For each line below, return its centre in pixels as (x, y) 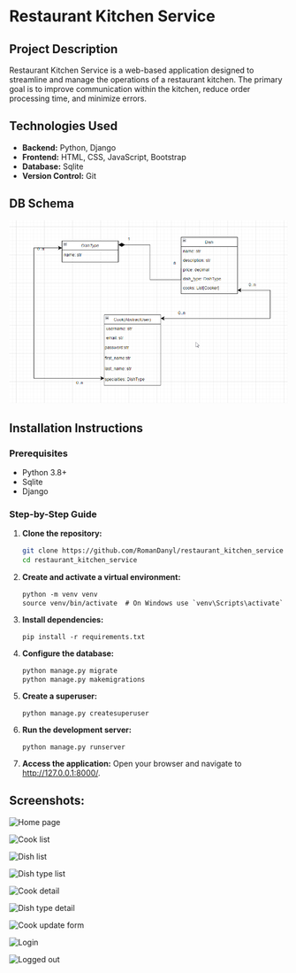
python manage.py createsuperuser (85, 714)
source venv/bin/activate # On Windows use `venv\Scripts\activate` (153, 604)
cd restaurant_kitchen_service (80, 560)
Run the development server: (77, 730)
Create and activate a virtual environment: (101, 577)
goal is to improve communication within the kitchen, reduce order (130, 89)
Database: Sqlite (53, 166)
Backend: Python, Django (69, 147)
